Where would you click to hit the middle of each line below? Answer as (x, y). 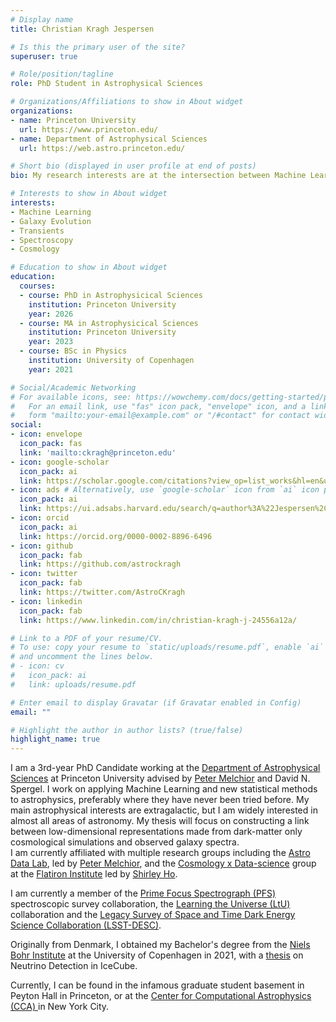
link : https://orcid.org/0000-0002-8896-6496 (116, 536)
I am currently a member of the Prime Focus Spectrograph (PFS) (143, 893)
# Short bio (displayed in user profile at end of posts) (133, 166)
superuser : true (44, 56)
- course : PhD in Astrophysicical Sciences (111, 295)
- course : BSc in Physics (73, 351)
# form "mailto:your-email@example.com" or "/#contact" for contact (160, 416)
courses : (37, 286)
